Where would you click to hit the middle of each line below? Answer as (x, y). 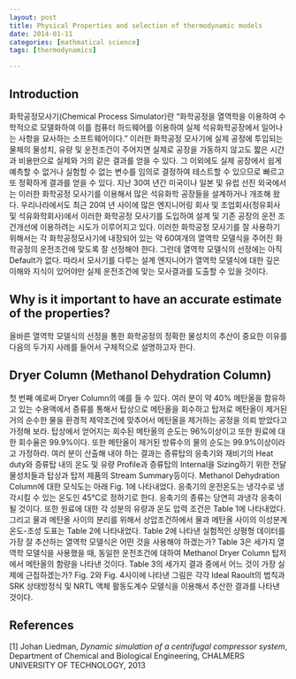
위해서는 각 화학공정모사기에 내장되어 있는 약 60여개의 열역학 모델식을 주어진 (141, 238)
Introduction (44, 94)
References (42, 625)
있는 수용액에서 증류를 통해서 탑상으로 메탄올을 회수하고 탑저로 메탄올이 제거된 (153, 409)
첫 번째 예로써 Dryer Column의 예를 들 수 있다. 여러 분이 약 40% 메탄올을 (136, 397)
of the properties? (60, 314)
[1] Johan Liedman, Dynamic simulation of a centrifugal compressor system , (148, 646)
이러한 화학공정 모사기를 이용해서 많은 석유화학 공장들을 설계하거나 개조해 (144, 193)
